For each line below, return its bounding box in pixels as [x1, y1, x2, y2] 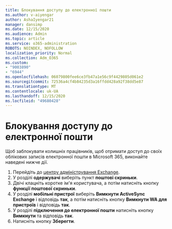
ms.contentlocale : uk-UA [5, 88, 59, 94]
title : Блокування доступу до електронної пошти [5, 7, 111, 13]
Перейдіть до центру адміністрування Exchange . [12, 169, 120, 175]
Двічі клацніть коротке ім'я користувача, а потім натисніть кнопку [12, 180, 159, 186]
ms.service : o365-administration [5, 41, 77, 46]
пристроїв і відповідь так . [12, 202, 70, 208]
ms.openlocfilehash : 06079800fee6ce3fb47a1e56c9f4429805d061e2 [5, 74, 144, 80]
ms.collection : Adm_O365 [5, 55, 59, 61]
